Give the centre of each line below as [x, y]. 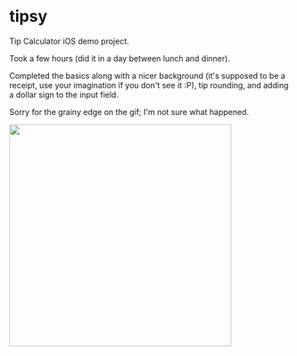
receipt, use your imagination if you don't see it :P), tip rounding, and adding [149, 85]
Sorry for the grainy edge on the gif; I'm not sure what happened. [129, 112]
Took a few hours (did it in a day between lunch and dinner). [120, 58]
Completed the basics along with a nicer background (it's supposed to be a [147, 75]
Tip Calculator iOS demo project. [69, 41]
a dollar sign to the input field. [64, 95]
